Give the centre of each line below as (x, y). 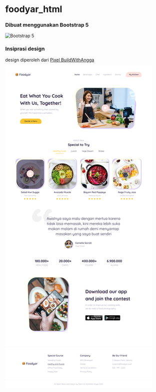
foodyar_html (34, 9)
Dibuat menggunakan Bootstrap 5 (47, 25)
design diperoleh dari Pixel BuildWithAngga (50, 60)
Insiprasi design (25, 49)
